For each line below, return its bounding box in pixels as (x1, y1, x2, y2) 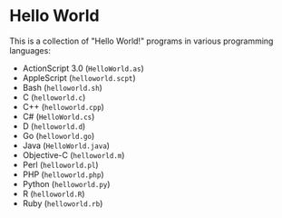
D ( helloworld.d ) (22, 120, 86, 132)
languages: (9, 45, 52, 55)
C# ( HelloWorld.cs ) (22, 111, 95, 122)
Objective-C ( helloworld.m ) (22, 149, 125, 160)
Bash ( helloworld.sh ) (22, 82, 102, 93)
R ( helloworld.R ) (22, 188, 85, 199)
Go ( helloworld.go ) (22, 130, 95, 141)
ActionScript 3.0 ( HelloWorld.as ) (22, 63, 145, 74)
